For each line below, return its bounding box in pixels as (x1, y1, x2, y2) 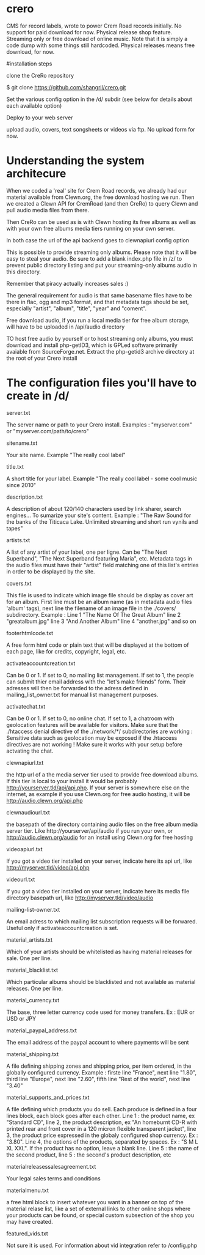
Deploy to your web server (6, 114, 73, 121)
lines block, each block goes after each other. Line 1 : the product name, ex (6, 1112, 195, 1119)
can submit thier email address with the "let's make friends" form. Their (6, 678, 186, 685)
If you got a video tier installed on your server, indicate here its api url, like (6, 857, 192, 865)
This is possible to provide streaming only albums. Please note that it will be (6, 248, 197, 256)
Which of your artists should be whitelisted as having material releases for (6, 948, 193, 955)
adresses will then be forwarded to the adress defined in (6, 684, 148, 691)
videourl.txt (6, 876, 35, 883)
